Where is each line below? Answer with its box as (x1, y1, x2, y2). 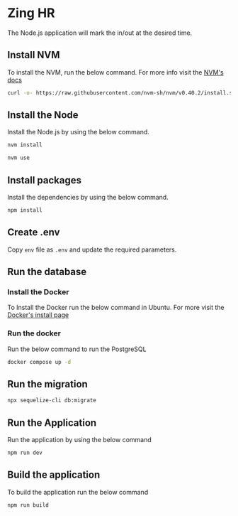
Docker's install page (7, 311, 69, 319)
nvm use (7, 154, 30, 161)
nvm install (7, 141, 42, 149)
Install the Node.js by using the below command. (7, 128, 150, 136)
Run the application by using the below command (7, 436, 152, 444)
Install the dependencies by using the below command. (7, 193, 169, 201)
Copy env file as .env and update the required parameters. (7, 245, 177, 254)
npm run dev (7, 449, 42, 456)
